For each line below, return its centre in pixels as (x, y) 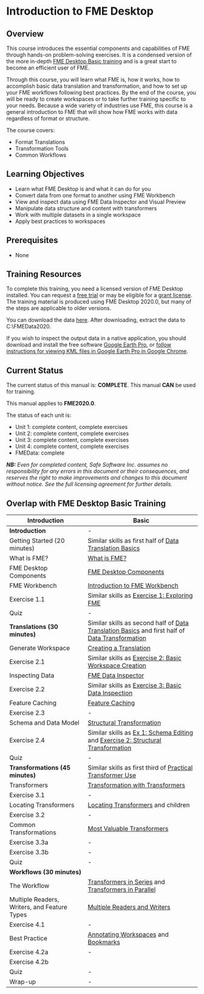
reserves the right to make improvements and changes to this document (97, 478)
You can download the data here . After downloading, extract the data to (96, 320)
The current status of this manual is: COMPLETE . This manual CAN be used (101, 385)
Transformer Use (112, 775)
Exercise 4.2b (29, 962)
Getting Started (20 (37, 541)
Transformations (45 (40, 768)
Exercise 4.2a (29, 952)
